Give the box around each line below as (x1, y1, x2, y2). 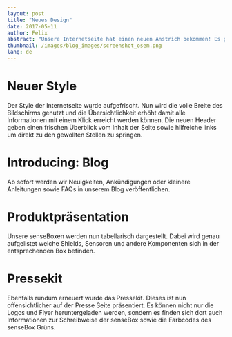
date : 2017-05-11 (7, 23, 57, 30)
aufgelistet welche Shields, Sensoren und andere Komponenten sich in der (7, 239, 220, 247)
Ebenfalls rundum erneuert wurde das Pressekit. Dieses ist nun (7, 293, 186, 302)
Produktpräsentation (7, 209, 129, 224)
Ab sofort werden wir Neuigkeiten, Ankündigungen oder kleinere (7, 177, 191, 186)
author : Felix (7, 29, 48, 37)
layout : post (7, 10, 45, 17)
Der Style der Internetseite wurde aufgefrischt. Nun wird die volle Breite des (7, 101, 223, 109)
